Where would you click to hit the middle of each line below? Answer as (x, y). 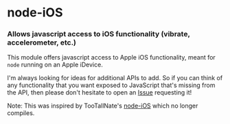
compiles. (21, 113)
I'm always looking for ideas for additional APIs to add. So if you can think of (115, 78)
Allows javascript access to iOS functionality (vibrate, (99, 34)
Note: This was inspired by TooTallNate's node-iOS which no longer (103, 106)
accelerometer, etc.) (42, 42)
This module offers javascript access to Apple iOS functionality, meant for (112, 58)
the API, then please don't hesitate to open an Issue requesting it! (100, 92)
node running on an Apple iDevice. (55, 65)
